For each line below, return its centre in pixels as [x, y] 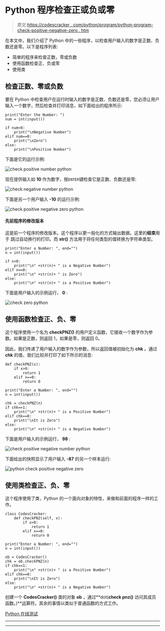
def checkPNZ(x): [23, 364]
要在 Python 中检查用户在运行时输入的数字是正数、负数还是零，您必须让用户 [82, 99]
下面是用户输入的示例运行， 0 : [36, 293]
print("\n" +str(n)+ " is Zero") [48, 274]
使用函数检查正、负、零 [41, 319]
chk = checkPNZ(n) [24, 403]
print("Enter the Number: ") [35, 115]
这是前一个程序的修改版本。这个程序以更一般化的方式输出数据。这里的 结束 [80, 233]
